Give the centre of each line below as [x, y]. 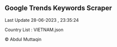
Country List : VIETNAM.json [34, 30]
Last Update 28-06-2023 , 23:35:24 [42, 20]
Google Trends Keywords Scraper [58, 8]
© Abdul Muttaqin [23, 39]
